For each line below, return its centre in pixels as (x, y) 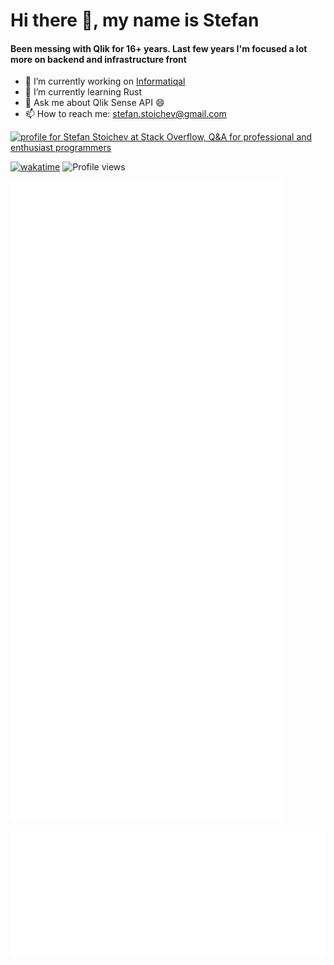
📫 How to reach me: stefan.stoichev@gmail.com (125, 114)
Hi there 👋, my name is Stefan (135, 20)
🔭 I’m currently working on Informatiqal (105, 81)
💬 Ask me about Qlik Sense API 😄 (94, 103)
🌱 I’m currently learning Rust (83, 92)
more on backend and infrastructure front (98, 59)
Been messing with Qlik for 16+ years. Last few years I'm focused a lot (159, 48)
